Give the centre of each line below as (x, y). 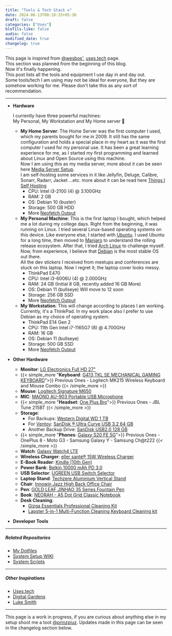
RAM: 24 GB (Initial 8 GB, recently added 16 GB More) (84, 284)
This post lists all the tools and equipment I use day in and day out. (76, 74)
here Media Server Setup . (47, 169)
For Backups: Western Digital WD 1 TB (68, 418)
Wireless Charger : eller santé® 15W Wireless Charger (77, 456)
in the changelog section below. (39, 628)
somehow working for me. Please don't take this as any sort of (71, 85)
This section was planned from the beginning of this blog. (66, 63)
